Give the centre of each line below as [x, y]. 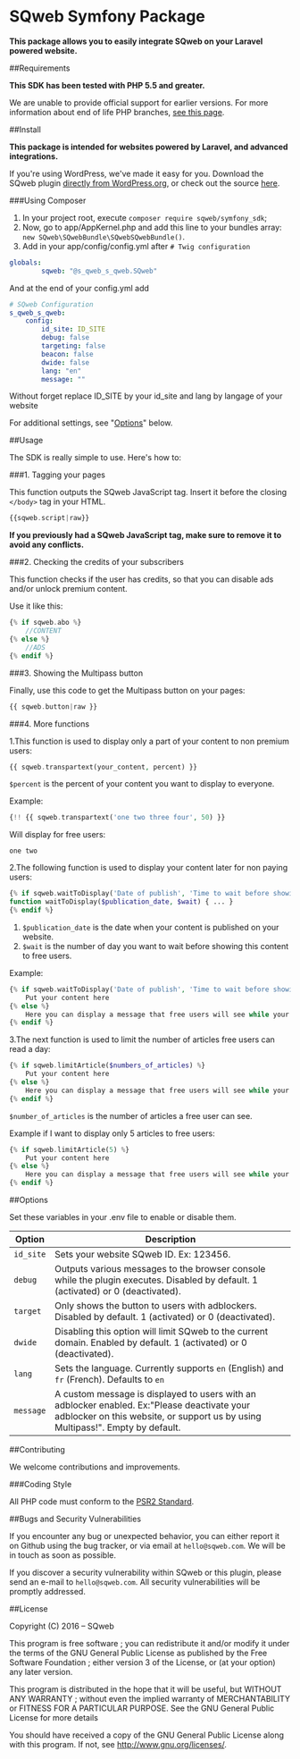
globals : [25, 262]
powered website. [43, 50]
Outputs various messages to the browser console [160, 1269]
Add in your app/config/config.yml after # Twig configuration [136, 246]
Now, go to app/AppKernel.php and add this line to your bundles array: [152, 227]
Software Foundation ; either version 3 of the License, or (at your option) [142, 1662]
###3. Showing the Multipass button [76, 673]
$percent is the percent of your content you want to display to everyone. [142, 784]
